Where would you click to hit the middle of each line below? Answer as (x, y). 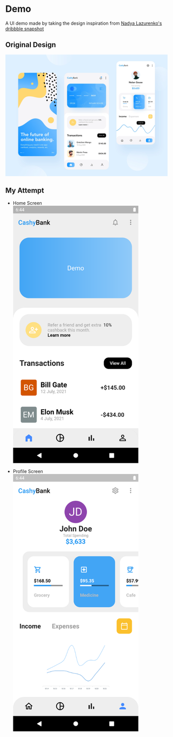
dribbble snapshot (25, 28)
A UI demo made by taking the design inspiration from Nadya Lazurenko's (84, 23)
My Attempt (25, 191)
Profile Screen (28, 471)
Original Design (31, 45)
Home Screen (27, 203)
